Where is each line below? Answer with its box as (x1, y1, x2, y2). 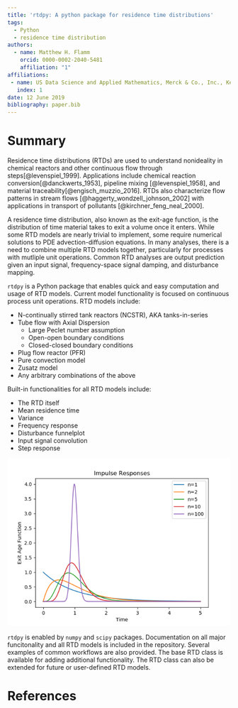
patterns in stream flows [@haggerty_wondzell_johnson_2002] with (7, 194, 204, 202)
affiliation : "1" (20, 64, 72, 71)
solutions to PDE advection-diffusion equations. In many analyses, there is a (7, 238, 229, 246)
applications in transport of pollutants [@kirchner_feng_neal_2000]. (7, 202, 204, 210)
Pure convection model (17, 356, 86, 365)
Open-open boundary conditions (28, 334, 124, 342)
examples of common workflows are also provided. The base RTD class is (7, 648, 223, 657)
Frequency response (17, 421, 79, 430)
